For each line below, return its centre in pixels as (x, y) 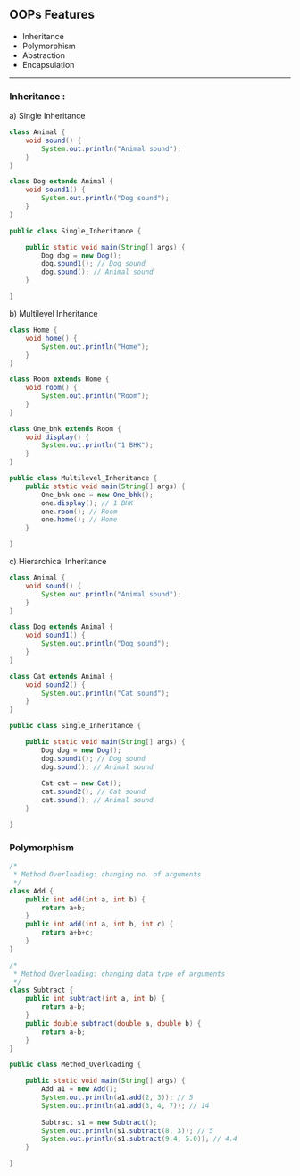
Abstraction (43, 55)
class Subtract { (42, 990)
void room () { (51, 388)
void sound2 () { (56, 685)
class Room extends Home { (59, 379)
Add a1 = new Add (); (79, 1089)
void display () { (58, 437)
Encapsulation (48, 64)
